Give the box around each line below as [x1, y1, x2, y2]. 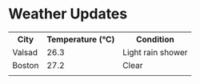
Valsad [12, 46, 38, 58]
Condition [135, 34, 174, 45]
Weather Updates [8, 5, 128, 23]
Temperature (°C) [46, 34, 115, 45]
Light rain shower [122, 46, 188, 58]
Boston [12, 59, 39, 70]
